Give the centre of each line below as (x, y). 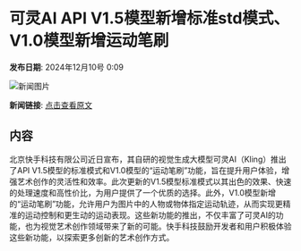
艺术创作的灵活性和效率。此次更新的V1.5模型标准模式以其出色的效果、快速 (154, 181)
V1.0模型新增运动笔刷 (89, 41)
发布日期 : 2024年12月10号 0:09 (66, 67)
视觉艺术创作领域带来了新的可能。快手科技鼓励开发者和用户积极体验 (166, 226)
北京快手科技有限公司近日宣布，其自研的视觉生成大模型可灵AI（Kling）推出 (148, 159)
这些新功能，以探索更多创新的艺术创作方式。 (92, 237)
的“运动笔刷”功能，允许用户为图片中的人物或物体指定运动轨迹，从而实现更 (146, 204)
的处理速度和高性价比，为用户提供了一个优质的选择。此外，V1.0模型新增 (142, 192)
